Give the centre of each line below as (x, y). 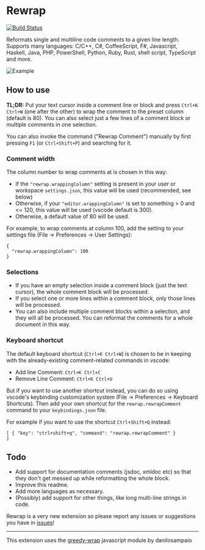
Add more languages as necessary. (59, 491)
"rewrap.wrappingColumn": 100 (50, 252)
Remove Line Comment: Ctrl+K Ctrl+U (64, 379)
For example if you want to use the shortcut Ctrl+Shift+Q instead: (89, 422)
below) (24, 197)
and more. (19, 59)
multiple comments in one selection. (52, 124)
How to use (28, 90)
